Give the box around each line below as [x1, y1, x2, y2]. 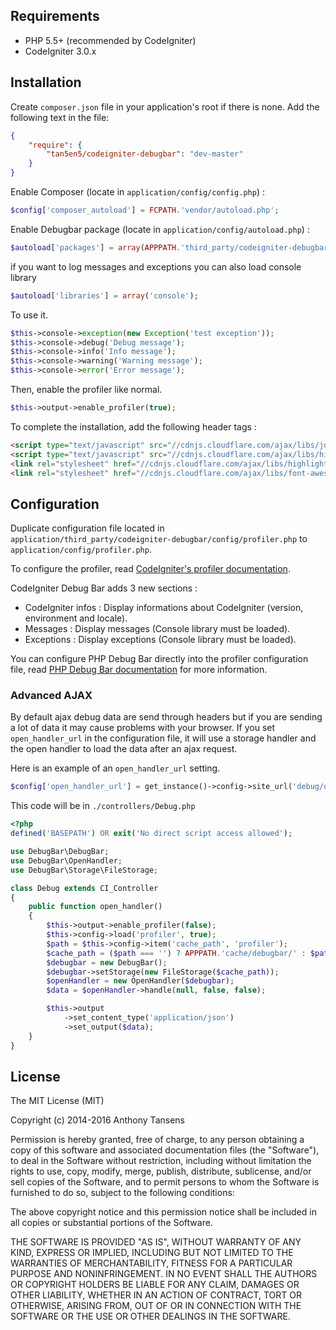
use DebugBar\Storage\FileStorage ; [10, 865, 159, 875]
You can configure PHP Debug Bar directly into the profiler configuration [10, 653, 309, 665]
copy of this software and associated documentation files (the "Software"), [10, 1144, 320, 1156]
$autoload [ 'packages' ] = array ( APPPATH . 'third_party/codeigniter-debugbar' [10, 242, 333, 253]
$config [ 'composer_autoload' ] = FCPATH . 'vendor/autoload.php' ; [10, 205, 280, 215]
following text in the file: [10, 111, 110, 123]
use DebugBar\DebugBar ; [10, 847, 110, 857]
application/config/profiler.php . [10, 544, 152, 556]
